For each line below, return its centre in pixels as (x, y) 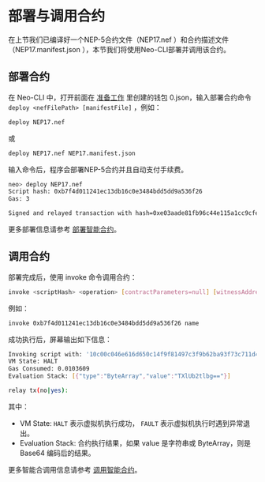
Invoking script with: (45, 354)
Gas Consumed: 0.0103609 (49, 369)
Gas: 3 (19, 199)
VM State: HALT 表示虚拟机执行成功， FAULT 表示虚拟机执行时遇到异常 (131, 423)
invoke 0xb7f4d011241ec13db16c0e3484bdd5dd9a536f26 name (104, 323)
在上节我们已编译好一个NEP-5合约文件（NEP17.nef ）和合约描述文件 (119, 40)
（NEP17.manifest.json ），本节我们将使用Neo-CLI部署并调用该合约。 (119, 49)
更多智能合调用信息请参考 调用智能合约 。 (75, 469)
